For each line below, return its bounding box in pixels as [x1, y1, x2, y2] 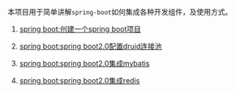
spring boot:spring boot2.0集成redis [19, 76, 140, 85]
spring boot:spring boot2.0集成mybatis [19, 59, 150, 68]
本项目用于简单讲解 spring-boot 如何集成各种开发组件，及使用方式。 [7, 7, 233, 16]
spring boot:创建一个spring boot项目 [19, 24, 141, 34]
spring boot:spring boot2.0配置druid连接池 [19, 41, 162, 51]
